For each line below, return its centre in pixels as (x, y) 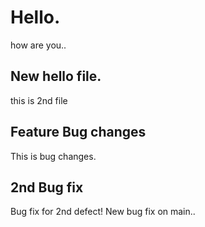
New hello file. (56, 76)
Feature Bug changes (78, 132)
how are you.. (38, 45)
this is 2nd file (39, 100)
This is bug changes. (53, 156)
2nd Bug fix (47, 187)
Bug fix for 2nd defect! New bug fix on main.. (103, 212)
